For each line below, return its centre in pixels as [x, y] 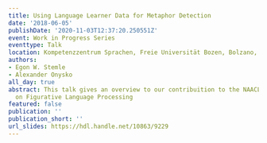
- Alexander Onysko [41, 75]
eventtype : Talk [35, 45]
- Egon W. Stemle [37, 68]
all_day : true [32, 82]
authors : [23, 60]
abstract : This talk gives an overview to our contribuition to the [124, 89]
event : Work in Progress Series [62, 38]
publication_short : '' [46, 119]
